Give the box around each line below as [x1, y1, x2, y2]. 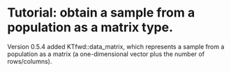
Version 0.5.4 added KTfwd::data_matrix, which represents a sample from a [7, 42, 225, 51]
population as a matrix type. [7, 19, 173, 35]
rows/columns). [7, 57, 52, 65]
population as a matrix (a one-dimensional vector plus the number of [7, 50, 204, 58]
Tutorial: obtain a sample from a [7, 5, 195, 21]
